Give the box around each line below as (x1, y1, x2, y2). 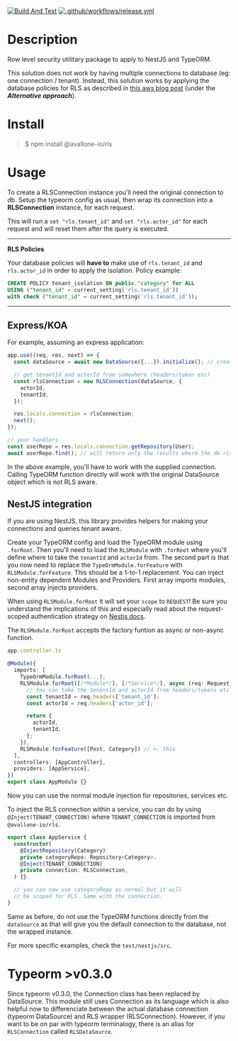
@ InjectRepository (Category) (20, 847, 106, 854)
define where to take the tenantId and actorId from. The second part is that (7, 553, 229, 562)
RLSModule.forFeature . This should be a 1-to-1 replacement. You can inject (7, 568, 225, 577)
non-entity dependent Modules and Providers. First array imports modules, (7, 575, 227, 585)
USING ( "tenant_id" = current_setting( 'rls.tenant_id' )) (7, 286, 179, 294)
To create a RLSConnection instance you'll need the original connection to (7, 188, 224, 197)
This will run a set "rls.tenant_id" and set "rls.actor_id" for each (7, 216, 208, 225)
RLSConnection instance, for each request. (7, 203, 135, 211)
